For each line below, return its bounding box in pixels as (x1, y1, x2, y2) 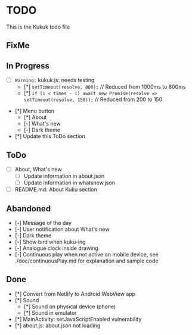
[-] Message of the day (14, 220, 72, 227)
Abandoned (6, 203, 51, 214)
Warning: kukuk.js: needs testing (14, 77, 95, 84)
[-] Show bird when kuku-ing (14, 239, 86, 246)
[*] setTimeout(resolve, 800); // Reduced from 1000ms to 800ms (23, 83, 186, 90)
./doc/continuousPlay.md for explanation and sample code (14, 257, 159, 265)
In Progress (6, 61, 49, 71)
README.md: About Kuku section (14, 186, 97, 193)
